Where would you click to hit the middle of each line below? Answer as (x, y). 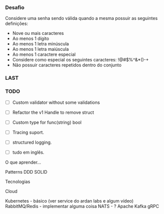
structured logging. (32, 142)
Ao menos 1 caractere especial (44, 54)
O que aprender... (23, 162)
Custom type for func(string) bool (47, 122)
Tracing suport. (28, 132)
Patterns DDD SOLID (26, 172)
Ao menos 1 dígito (31, 38)
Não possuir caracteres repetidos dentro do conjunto (67, 65)
